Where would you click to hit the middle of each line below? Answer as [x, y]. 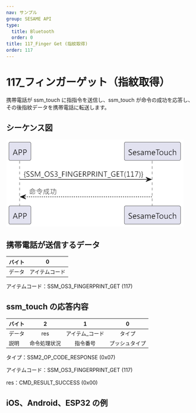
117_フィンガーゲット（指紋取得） [88, 82]
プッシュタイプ [127, 343]
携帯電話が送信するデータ [53, 245]
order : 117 [20, 51]
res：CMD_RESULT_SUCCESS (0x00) [52, 383]
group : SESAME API [29, 19]
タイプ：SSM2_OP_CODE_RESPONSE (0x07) [61, 357]
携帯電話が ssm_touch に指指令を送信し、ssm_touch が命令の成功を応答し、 [100, 100]
